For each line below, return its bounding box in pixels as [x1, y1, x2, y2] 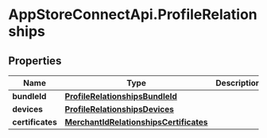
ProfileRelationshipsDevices [64, 104, 175, 114]
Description [215, 78, 261, 88]
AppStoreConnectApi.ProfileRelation [8, 6, 258, 24]
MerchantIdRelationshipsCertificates [64, 117, 208, 128]
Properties [8, 54, 62, 67]
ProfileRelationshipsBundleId [64, 91, 177, 102]
